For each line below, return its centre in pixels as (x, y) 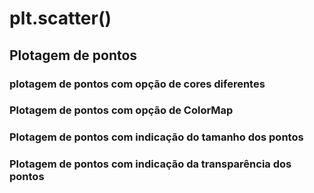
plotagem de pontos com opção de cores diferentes (137, 84)
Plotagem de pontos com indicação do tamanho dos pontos (156, 137)
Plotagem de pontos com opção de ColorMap (121, 110)
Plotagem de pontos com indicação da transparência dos (150, 164)
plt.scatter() (60, 18)
